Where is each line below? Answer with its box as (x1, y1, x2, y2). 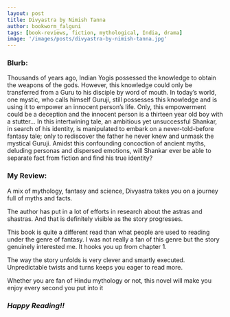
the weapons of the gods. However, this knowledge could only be (7, 81, 193, 89)
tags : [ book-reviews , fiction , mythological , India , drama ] (7, 29, 183, 36)
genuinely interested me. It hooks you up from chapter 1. (7, 242, 167, 250)
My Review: (7, 171, 47, 180)
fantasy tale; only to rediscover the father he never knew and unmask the (7, 132, 214, 141)
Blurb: (7, 58, 29, 68)
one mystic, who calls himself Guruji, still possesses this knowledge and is (7, 95, 218, 104)
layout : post (7, 10, 45, 17)
